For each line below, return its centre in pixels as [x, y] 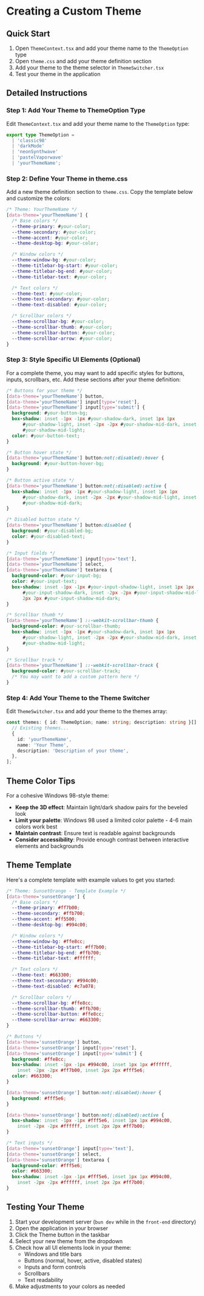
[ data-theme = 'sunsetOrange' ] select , [54, 1154]
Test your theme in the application [58, 74]
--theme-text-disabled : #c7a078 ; [54, 986]
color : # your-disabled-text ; [49, 536]
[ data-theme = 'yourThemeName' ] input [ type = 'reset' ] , [73, 402]
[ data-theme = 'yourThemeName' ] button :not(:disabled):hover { [85, 458]
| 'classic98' [29, 140]
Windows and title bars [53, 1254]
